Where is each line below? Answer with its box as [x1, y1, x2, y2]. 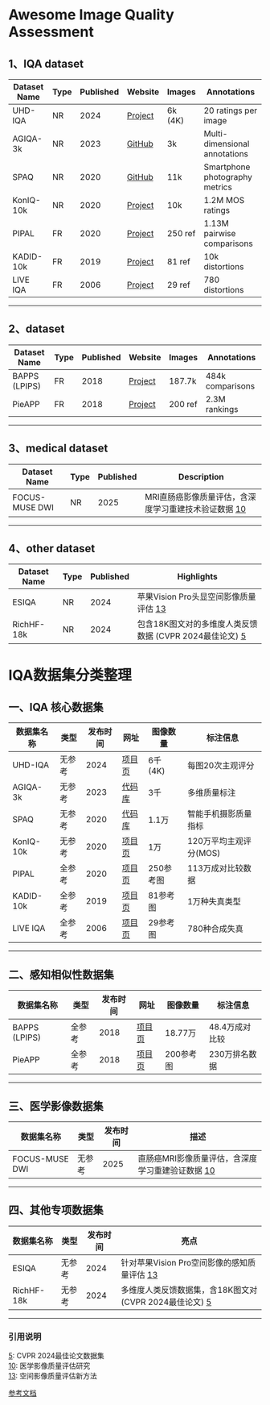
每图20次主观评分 [187, 760, 255, 771]
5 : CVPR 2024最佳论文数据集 [8, 1351, 104, 1361]
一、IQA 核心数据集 [8, 700, 104, 714]
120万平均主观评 [187, 836, 252, 847]
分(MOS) [187, 848, 221, 859]
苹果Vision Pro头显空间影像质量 [137, 591, 256, 602]
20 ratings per [203, 105, 258, 116]
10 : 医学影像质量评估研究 [8, 1361, 91, 1371]
